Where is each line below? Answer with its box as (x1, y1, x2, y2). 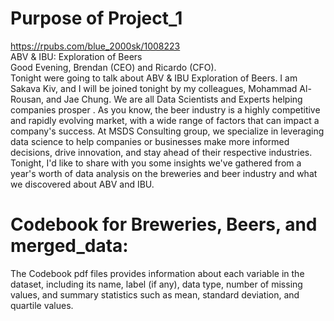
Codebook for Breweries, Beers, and (10, 213, 318, 236)
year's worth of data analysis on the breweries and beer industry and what (10, 167, 318, 179)
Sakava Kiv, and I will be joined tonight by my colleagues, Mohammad (10, 82, 298, 94)
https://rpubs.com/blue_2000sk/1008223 (10, 40, 181, 52)
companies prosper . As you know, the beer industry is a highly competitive (10, 103, 321, 116)
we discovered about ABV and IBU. (10, 178, 155, 190)
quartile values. (10, 299, 74, 311)
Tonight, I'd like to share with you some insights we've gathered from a (10, 157, 302, 169)
